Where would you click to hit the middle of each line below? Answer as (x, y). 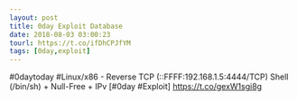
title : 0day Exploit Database (66, 26)
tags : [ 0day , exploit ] (50, 51)
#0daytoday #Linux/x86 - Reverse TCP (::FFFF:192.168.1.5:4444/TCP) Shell (149, 77)
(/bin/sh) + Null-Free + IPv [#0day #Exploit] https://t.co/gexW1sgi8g (136, 87)
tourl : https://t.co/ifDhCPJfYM (70, 43)
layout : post (34, 18)
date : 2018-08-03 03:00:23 (60, 34)
